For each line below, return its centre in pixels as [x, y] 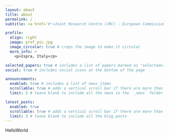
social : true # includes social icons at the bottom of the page [75, 70]
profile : [14, 33]
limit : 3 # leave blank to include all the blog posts [68, 116]
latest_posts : [20, 102]
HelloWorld [17, 130]
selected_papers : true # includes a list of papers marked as [72, 65]
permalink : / [19, 19]
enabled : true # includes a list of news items [61, 84]
